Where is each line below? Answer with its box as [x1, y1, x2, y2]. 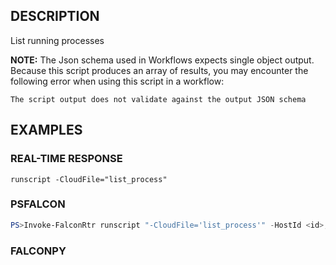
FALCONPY [10, 244, 67, 258]
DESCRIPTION [10, 8, 100, 25]
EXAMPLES [10, 122, 83, 139]
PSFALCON [10, 197, 66, 211]
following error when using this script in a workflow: [10, 75, 225, 87]
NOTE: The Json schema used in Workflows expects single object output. [10, 54, 315, 66]
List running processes [10, 34, 105, 46]
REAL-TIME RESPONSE [10, 152, 123, 166]
